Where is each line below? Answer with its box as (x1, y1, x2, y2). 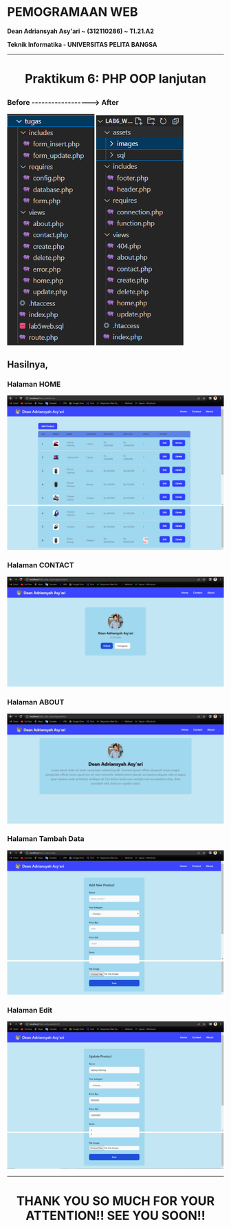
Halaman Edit (7, 1005, 53, 1015)
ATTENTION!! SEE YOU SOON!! (25, 1208, 206, 1224)
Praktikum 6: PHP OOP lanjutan (25, 71, 206, 87)
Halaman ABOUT (7, 698, 65, 707)
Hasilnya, (7, 358, 49, 370)
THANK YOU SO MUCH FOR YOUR (16, 1193, 215, 1208)
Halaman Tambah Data (7, 834, 85, 844)
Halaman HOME (7, 379, 61, 389)
